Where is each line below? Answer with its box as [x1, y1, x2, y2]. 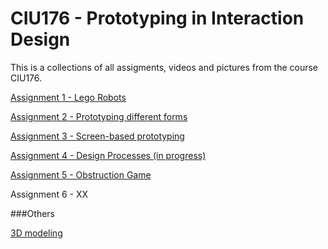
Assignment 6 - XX [10, 188, 88, 200]
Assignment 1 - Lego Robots [10, 91, 127, 103]
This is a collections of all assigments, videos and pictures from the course [10, 61, 319, 73]
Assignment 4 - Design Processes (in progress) [10, 149, 207, 161]
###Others [10, 207, 55, 219]
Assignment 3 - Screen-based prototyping [10, 130, 185, 142]
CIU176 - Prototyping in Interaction [10, 7, 305, 30]
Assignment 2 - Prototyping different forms [10, 110, 188, 122]
